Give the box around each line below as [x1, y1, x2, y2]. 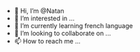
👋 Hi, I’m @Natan [14, 7, 64, 15]
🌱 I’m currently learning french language [14, 22, 134, 30]
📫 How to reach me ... [14, 37, 81, 45]
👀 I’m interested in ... [14, 14, 75, 22]
